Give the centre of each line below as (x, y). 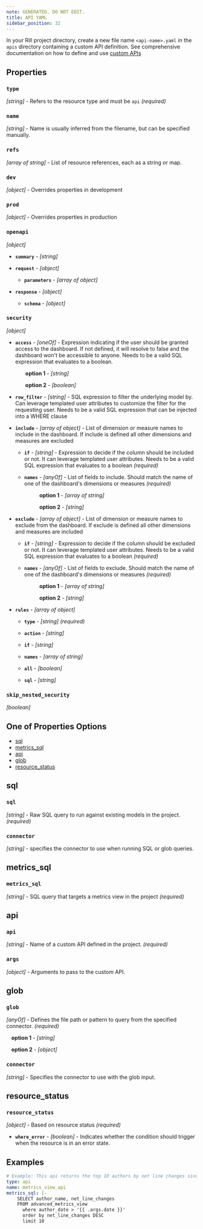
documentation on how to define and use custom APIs (74, 53)
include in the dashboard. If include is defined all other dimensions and (103, 434)
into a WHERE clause (41, 416)
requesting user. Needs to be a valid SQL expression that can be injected (106, 409)
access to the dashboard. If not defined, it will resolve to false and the (102, 348)
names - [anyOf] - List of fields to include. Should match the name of (108, 477)
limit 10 (33, 1221)
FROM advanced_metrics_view (52, 1204)
